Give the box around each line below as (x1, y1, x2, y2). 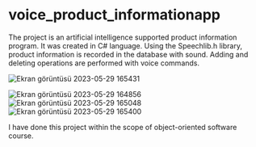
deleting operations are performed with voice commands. (8, 58, 200, 68)
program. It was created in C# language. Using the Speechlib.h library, (8, 40, 242, 50)
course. (8, 131, 34, 141)
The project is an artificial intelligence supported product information (8, 32, 237, 42)
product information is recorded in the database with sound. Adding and (8, 49, 249, 59)
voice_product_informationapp (8, 6, 220, 24)
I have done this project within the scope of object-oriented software (8, 122, 237, 132)
